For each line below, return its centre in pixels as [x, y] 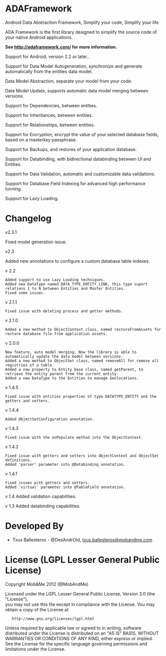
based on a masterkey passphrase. [41, 140]
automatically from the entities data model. [49, 71]
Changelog [28, 219]
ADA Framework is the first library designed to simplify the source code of [81, 32]
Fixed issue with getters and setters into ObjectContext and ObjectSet [82, 456]
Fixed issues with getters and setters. [48, 483]
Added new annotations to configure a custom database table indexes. [78, 261]
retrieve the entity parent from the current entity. [62, 374]
